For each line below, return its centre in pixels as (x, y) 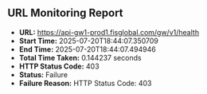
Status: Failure (43, 74)
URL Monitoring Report (66, 13)
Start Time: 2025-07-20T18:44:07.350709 (88, 41)
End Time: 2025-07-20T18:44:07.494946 (87, 49)
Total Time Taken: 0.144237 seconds (80, 57)
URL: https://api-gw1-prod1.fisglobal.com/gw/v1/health (109, 32)
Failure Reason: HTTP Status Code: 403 (85, 83)
